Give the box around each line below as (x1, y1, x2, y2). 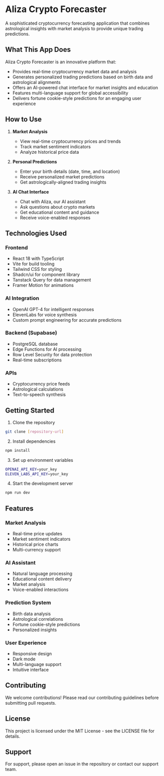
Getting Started (5, 406, 55, 415)
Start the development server (12, 480, 74, 487)
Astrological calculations (12, 386, 64, 393)
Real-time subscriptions (12, 357, 62, 363)
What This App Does (5, 45, 71, 54)
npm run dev (5, 490, 30, 496)
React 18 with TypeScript (12, 255, 64, 262)
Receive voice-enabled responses (20, 215, 91, 221)
